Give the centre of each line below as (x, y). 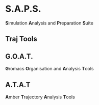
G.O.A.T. (19, 56)
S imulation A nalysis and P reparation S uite (49, 23)
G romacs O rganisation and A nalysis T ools (49, 69)
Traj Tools (21, 39)
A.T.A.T (18, 85)
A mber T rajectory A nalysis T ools (40, 97)
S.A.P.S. (23, 9)
